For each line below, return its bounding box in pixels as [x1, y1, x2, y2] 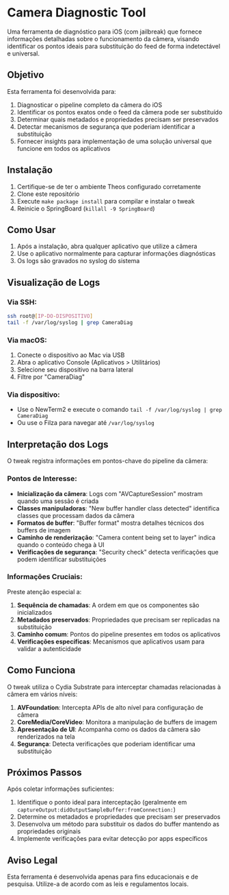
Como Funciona [7, 665, 76, 676]
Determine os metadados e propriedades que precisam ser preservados [16, 813, 221, 821]
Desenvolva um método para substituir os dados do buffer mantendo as [16, 820, 220, 829]
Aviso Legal [7, 855, 58, 866]
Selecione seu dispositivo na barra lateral [16, 365, 133, 374]
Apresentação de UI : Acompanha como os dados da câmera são [16, 725, 201, 733]
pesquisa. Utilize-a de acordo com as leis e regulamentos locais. [7, 880, 189, 888]
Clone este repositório [16, 190, 80, 198]
